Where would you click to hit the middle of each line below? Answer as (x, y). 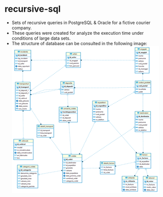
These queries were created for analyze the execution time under (78, 33)
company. (22, 27)
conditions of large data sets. (41, 38)
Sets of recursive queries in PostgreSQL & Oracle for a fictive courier (81, 23)
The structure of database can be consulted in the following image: (79, 43)
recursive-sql (33, 9)
